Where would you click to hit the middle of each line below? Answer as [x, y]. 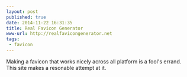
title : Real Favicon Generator [45, 28]
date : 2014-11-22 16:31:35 [39, 23]
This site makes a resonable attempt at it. [56, 68]
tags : [13, 39]
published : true [26, 17]
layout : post [22, 12]
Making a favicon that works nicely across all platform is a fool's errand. [94, 61]
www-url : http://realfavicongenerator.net [59, 34]
